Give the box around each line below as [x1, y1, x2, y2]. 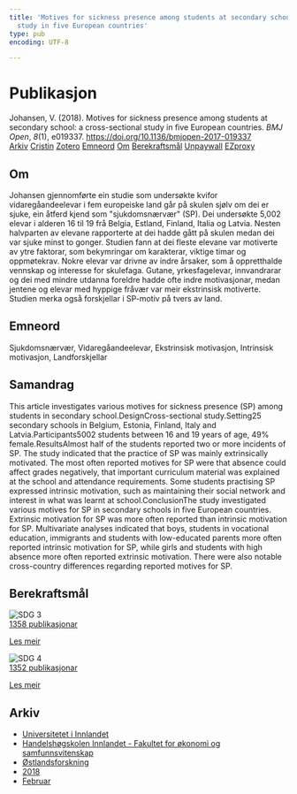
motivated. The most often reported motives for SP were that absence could [9, 457, 286, 468]
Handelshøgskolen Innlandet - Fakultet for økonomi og [21, 738, 221, 749]
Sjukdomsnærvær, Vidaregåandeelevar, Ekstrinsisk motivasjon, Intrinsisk [9, 342, 274, 353]
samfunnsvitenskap [21, 748, 95, 759]
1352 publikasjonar [9, 662, 78, 673]
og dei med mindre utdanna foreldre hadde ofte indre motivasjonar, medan [9, 275, 281, 285]
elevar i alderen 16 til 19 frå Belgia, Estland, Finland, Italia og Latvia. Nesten [9, 218, 281, 228]
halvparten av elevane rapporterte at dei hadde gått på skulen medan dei [9, 227, 276, 238]
